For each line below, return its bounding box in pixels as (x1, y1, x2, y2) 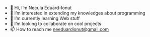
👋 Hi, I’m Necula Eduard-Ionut (10, 5, 72, 10)
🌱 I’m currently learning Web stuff (10, 15, 80, 21)
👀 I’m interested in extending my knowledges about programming (10, 10, 145, 16)
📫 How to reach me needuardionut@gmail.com (10, 26, 109, 32)
